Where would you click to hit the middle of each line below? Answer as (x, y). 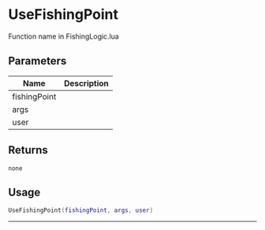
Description (86, 83)
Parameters (37, 61)
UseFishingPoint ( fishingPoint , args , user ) (81, 210)
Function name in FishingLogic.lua (64, 36)
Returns (28, 150)
